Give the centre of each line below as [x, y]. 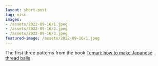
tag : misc [16, 15]
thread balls [18, 58]
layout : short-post [26, 10]
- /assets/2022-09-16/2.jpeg [36, 29]
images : [14, 19]
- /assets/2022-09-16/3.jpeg [36, 34]
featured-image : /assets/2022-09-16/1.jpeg [53, 39]
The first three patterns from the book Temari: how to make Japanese [79, 53]
